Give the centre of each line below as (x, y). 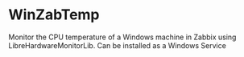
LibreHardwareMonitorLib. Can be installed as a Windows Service (118, 45)
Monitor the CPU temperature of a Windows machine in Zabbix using (122, 37)
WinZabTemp (54, 15)
